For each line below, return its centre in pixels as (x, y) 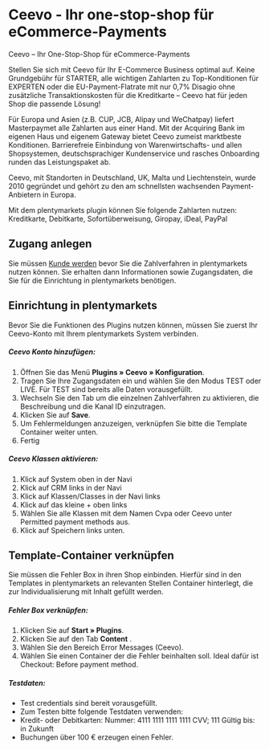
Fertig (30, 440)
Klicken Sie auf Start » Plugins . (72, 630)
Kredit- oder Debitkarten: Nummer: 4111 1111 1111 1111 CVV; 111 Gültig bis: (137, 720)
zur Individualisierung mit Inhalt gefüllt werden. (86, 592)
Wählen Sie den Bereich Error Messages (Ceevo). (102, 647)
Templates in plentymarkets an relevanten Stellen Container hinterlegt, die (131, 583)
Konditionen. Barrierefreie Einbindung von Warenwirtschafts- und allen (125, 145)
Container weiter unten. (59, 432)
